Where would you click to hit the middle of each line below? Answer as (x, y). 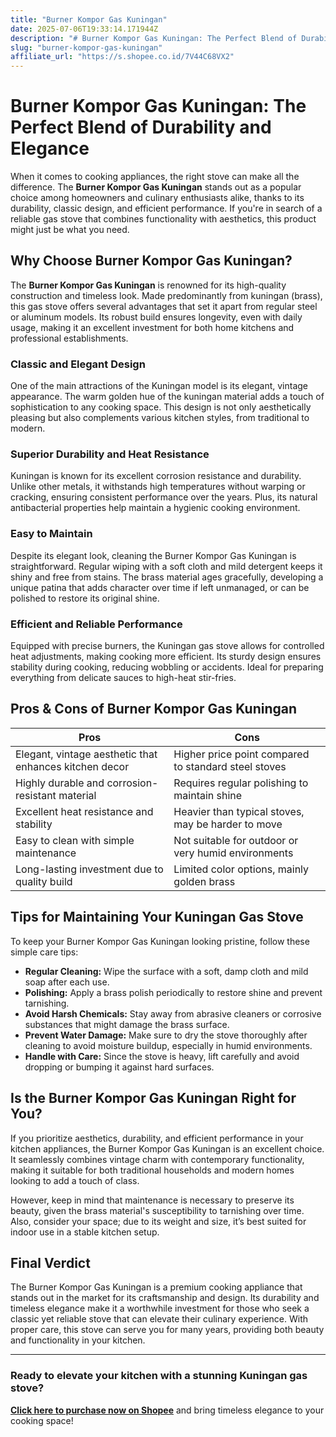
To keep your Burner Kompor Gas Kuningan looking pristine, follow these (160, 941)
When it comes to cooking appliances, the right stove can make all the (155, 177)
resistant (36, 795)
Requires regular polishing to (241, 783)
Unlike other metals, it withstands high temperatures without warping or (158, 487)
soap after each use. (67, 982)
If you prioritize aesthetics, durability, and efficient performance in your (157, 1138)
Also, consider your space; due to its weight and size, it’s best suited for (158, 1221)
